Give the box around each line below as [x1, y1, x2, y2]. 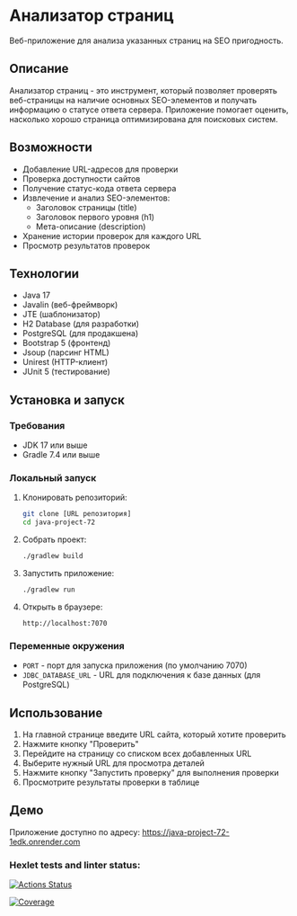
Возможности [9, 140, 92, 156]
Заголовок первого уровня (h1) [35, 211, 155, 222]
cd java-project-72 [22, 518, 96, 527]
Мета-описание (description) [35, 221, 146, 232]
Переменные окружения [9, 639, 125, 652]
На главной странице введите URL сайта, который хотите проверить [22, 729, 287, 740]
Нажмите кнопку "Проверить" [22, 738, 139, 749]
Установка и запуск [9, 392, 126, 407]
